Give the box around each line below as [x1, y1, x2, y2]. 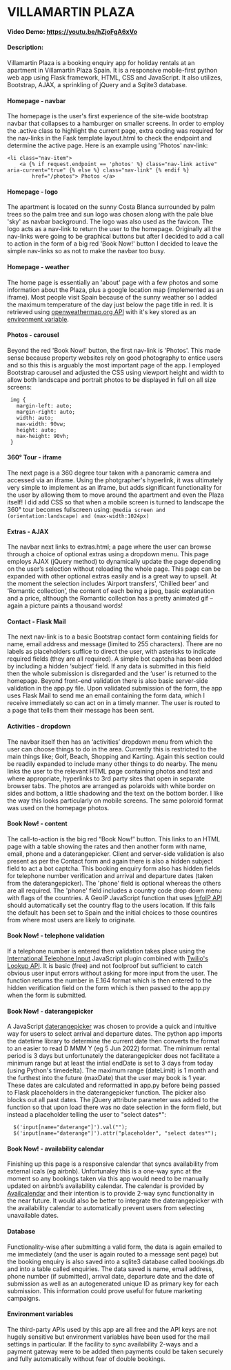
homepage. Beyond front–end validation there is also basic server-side [7, 677, 208, 685]
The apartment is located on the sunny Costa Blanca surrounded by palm [7, 203, 215, 211]
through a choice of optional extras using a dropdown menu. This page [7, 550, 209, 558]
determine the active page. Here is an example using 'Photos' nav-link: [7, 141, 208, 149]
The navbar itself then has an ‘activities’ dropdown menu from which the [7, 738, 213, 746]
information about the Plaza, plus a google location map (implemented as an [7, 285, 224, 294]
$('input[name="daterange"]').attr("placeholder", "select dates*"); [13, 1130, 217, 1137]
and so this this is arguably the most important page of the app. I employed [7, 360, 221, 369]
